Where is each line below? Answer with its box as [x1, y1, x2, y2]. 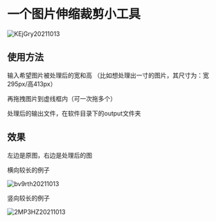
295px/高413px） [7, 80, 57, 88]
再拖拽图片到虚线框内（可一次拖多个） [7, 94, 116, 102]
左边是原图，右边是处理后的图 [7, 151, 92, 159]
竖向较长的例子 [7, 194, 50, 202]
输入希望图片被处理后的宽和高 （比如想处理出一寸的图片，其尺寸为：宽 [7, 71, 209, 80]
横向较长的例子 [7, 165, 50, 174]
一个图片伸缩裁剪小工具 [7, 6, 141, 22]
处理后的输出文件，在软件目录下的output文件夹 [7, 109, 141, 118]
